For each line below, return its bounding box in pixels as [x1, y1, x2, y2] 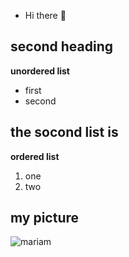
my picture [10, 210, 80, 227]
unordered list [10, 65, 70, 77]
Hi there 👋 [24, 10, 67, 21]
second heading [10, 38, 114, 55]
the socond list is [10, 124, 119, 141]
